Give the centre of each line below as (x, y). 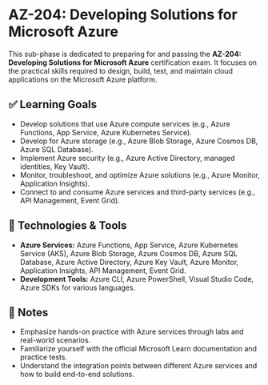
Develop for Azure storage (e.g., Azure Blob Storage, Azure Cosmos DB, (139, 141)
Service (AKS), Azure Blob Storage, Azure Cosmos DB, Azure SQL (129, 253)
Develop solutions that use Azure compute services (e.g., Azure (125, 124)
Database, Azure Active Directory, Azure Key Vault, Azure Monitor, (129, 262)
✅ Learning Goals (53, 104)
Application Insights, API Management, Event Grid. (103, 271)
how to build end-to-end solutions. (77, 375)
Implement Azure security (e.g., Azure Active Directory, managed (127, 158)
